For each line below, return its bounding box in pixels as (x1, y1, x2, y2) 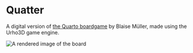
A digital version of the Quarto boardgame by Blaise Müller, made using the (6, 23, 187, 30)
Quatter (6, 3, 44, 17)
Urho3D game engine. (6, 29, 60, 36)
